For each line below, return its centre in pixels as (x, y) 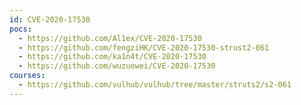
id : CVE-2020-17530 (50, 19)
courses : (27, 76)
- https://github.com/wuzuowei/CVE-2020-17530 (117, 66)
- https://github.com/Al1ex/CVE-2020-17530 (110, 38)
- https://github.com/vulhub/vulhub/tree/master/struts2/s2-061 (155, 85)
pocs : (20, 29)
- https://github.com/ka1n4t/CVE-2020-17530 (112, 57)
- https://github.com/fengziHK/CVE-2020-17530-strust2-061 (144, 47)
